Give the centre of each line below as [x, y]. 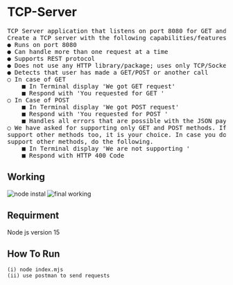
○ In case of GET [36, 79]
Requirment [33, 215]
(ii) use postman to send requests [59, 276]
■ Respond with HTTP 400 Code [73, 155]
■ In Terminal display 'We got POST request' [101, 107]
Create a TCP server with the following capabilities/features [117, 38]
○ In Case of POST [38, 100]
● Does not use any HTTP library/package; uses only [99, 65]
